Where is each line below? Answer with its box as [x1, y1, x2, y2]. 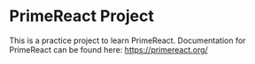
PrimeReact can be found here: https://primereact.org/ [9, 44, 208, 54]
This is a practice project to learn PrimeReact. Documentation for [9, 35, 246, 46]
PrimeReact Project [9, 6, 155, 26]
